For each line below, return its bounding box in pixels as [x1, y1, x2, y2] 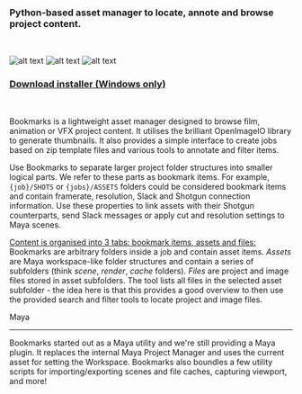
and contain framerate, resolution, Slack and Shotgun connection [9, 191, 251, 201]
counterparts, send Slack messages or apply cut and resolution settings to [9, 210, 285, 220]
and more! [9, 375, 48, 386]
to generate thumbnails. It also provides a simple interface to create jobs [9, 135, 278, 146]
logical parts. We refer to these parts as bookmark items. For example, [9, 171, 270, 182]
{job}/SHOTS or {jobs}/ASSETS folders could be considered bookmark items [9, 181, 287, 192]
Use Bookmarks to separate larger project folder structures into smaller [9, 162, 273, 173]
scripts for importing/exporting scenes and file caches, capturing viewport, [9, 366, 288, 377]
